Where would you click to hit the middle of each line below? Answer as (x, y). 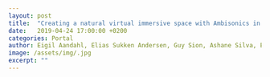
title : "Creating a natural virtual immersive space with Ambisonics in (135, 23)
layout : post (30, 16)
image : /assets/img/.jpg (50, 53)
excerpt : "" (28, 61)
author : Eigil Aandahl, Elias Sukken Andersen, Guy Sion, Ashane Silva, (133, 46)
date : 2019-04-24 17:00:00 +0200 (68, 30)
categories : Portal (41, 38)
